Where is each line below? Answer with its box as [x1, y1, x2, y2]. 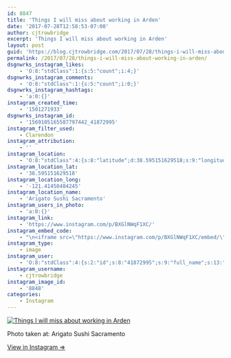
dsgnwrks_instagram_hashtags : [7, 87, 94, 93]
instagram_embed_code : [7, 227, 72, 234]
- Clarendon [19, 131, 54, 138]
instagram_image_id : [7, 278, 67, 285]
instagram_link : [7, 214, 54, 221]
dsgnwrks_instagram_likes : [7, 61, 85, 68]
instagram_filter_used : [7, 125, 76, 132]
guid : [7, 49, 23, 56]
